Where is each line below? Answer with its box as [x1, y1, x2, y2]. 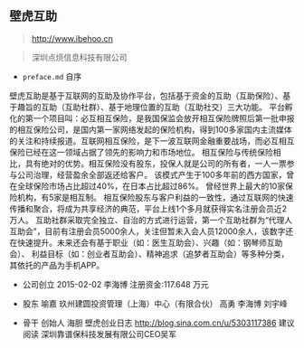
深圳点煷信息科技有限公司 [31, 52, 128, 62]
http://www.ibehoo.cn [31, 33, 113, 43]
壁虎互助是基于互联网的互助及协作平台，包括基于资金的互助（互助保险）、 [9, 89, 283, 101]
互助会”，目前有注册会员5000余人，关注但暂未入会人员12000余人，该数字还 [9, 225, 294, 237]
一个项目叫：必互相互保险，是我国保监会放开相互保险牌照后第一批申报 [33, 112, 295, 124]
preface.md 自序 [22, 71, 82, 81]
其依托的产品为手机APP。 [9, 259, 105, 270]
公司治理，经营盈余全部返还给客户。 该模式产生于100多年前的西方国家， [16, 169, 287, 180]
